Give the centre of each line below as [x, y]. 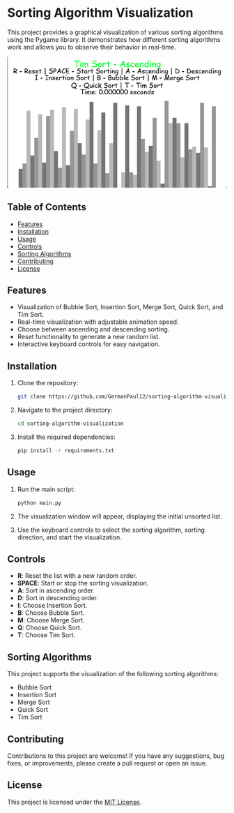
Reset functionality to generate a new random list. [88, 337]
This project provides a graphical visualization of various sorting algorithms [115, 32]
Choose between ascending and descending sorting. [93, 329]
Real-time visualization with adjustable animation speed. [98, 322]
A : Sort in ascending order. [56, 590]
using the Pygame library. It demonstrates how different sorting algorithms [114, 39]
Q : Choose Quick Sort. [49, 628]
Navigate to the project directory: [65, 410]
